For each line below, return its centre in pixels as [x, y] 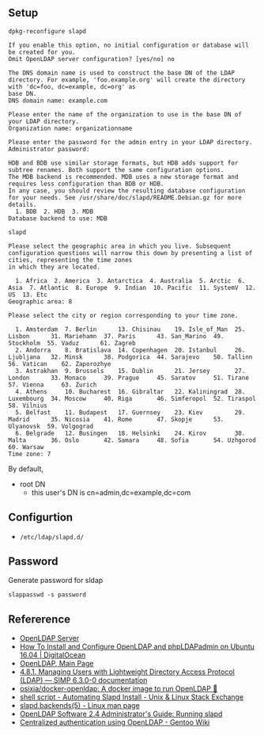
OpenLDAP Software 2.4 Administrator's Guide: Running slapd [121, 714]
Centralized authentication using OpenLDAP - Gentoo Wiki [115, 722]
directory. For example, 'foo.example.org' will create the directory [127, 80]
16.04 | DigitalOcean [53, 655]
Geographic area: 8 [40, 301]
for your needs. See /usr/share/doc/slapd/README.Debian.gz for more [125, 197]
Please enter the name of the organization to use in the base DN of [125, 114]
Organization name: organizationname [70, 128]
